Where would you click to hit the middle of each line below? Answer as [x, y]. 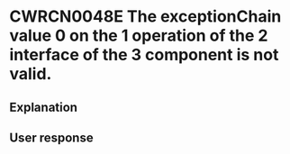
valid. [31, 74]
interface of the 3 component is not [144, 55]
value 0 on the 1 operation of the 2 [139, 36]
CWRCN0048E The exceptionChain [145, 17]
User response [51, 137]
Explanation [44, 107]
